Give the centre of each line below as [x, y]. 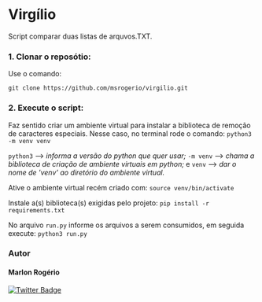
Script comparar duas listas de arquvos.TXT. [80, 36]
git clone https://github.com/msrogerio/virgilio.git [98, 88]
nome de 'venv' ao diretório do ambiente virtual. [87, 172]
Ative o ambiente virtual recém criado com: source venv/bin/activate [121, 187]
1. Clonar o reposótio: [50, 57]
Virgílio [32, 15]
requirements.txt [37, 210]
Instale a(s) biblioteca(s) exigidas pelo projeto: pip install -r [109, 203]
